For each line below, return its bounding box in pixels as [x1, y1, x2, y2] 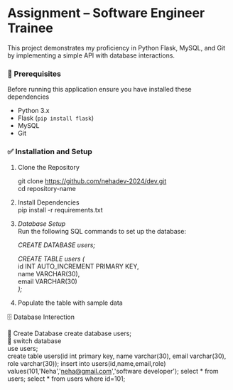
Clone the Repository [17, 163, 80, 171]
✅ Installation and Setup [7, 147, 92, 157]
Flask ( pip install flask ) [17, 114, 94, 122]
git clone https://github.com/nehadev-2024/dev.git [17, 176, 167, 185]
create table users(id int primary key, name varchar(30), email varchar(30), [7, 352, 227, 360]
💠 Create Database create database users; [7, 329, 132, 337]
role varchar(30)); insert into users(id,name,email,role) [7, 359, 166, 367]
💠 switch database [7, 336, 62, 345]
